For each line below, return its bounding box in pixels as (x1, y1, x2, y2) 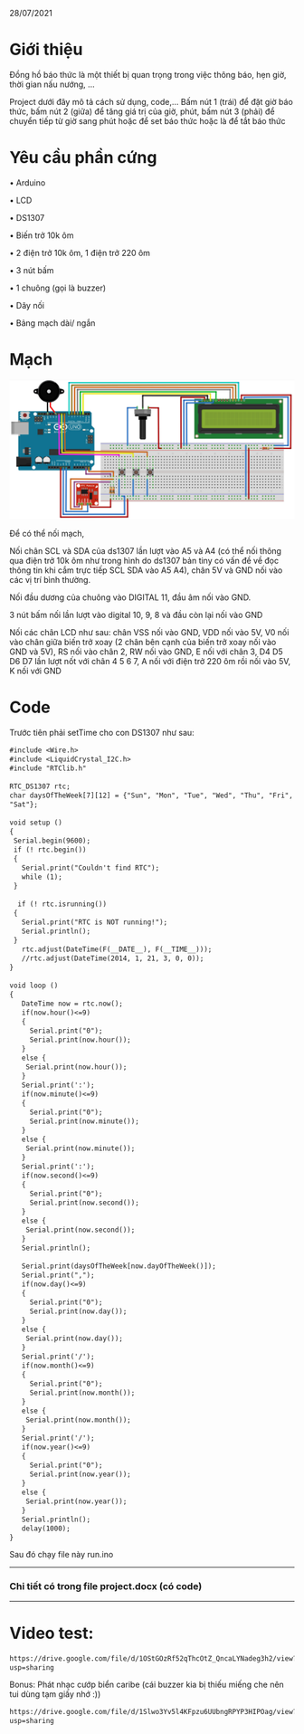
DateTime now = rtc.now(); (21, 999, 124, 1008)
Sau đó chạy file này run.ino (9, 1548, 114, 1559)
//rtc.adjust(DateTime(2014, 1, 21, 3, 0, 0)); (21, 954, 204, 963)
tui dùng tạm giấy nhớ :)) (9, 1689, 101, 1700)
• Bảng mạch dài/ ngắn (9, 317, 96, 329)
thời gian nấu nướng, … (9, 79, 95, 90)
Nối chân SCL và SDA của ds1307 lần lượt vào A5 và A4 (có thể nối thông (9, 545, 282, 556)
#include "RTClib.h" (9, 764, 88, 773)
